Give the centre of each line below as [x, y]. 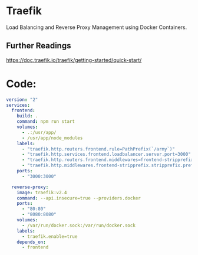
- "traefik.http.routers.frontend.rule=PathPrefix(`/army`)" [98, 149]
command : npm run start [46, 122]
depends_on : [31, 242]
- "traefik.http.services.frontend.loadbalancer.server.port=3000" [106, 155]
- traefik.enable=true [49, 236]
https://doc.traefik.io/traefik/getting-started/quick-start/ [74, 60]
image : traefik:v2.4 [42, 192]
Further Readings [39, 46]
